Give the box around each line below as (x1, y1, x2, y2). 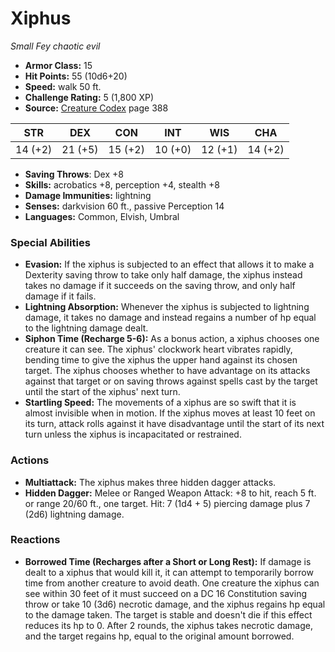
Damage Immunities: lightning (24, 189, 152, 201)
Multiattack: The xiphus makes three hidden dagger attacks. (24, 476, 277, 488)
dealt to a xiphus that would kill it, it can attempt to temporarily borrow (24, 566, 314, 578)
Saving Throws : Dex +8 (24, 168, 124, 180)
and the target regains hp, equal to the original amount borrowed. (24, 630, 295, 642)
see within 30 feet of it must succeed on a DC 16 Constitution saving (24, 587, 307, 599)
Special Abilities (10, 235, 91, 249)
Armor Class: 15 (24, 59, 93, 71)
